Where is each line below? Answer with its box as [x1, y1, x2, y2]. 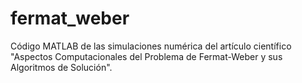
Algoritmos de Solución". [10, 61, 113, 73]
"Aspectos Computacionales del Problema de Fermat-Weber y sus [10, 50, 283, 62]
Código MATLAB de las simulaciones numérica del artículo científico [10, 40, 292, 52]
